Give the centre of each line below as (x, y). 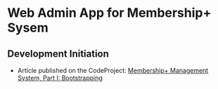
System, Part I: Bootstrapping (60, 78)
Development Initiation (58, 54)
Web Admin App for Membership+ (109, 13)
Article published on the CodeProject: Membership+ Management (113, 70)
